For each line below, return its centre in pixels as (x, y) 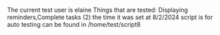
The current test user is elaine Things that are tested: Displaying (98, 10)
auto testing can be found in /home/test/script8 (74, 24)
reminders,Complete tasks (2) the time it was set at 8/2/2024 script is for (110, 17)
